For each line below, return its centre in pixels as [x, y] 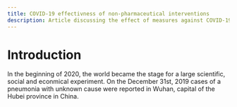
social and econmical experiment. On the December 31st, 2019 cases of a [114, 82]
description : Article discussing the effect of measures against [105, 20]
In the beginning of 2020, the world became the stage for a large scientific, [116, 74]
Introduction [44, 55]
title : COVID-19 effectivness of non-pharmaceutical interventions [109, 14]
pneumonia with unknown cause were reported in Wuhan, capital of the [111, 89]
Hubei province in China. [43, 97]
